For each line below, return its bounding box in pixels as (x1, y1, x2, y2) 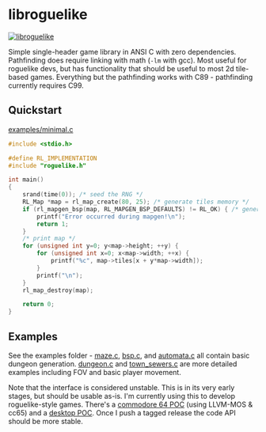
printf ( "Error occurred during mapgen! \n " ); (36, 212, 186, 221)
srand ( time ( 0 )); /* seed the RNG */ (22, 191, 144, 199)
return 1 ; (36, 220, 69, 228)
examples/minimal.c (8, 124, 74, 134)
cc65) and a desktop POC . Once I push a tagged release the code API (8, 407, 236, 417)
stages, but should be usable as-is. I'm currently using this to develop (8, 391, 236, 400)
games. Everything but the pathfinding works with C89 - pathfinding (30, 72, 253, 81)
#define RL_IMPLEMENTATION (8, 154, 97, 162)
